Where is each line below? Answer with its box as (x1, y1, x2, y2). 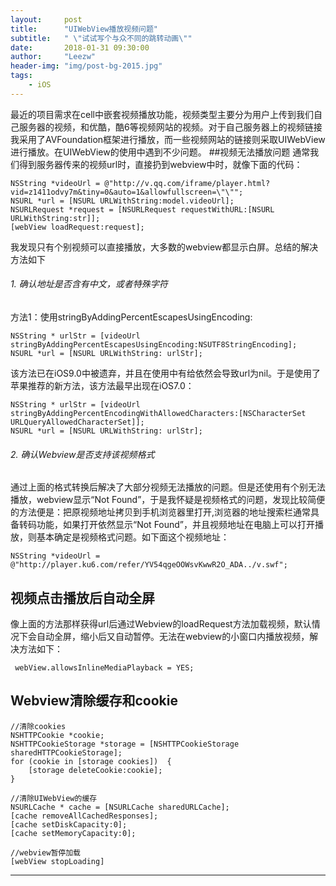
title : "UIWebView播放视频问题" (10, 24, 159, 34)
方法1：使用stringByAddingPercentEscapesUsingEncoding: (10, 311, 253, 323)
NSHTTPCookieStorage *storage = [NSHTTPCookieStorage (10, 739, 240, 749)
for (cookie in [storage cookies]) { (10, 756, 172, 766)
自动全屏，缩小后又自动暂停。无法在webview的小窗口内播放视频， (36, 630, 310, 642)
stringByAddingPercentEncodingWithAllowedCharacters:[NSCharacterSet (10, 408, 307, 418)
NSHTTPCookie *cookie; (10, 730, 105, 740)
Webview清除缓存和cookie (10, 692, 178, 710)
